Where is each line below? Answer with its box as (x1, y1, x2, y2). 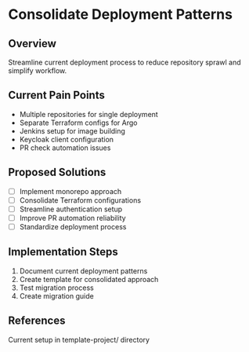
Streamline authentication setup (19, 204, 123, 214)
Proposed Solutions (8, 166, 106, 179)
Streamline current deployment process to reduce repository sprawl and (8, 57, 241, 67)
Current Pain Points (8, 89, 106, 102)
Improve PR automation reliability (19, 213, 127, 222)
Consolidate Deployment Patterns (8, 5, 233, 24)
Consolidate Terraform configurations (19, 195, 142, 205)
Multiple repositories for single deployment (19, 109, 158, 119)
